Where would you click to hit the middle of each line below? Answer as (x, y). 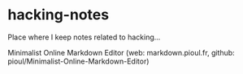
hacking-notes (59, 15)
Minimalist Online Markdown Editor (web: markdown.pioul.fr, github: (121, 52)
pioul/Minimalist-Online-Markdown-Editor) (78, 61)
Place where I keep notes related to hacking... (84, 37)
